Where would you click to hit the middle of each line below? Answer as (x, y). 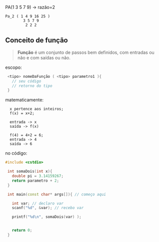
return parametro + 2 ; (35, 181)
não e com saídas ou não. (44, 57)
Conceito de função (37, 40)
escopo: (13, 67)
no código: (16, 153)
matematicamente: (24, 100)
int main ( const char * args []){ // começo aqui (57, 194)
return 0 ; (22, 231)
